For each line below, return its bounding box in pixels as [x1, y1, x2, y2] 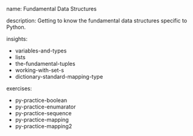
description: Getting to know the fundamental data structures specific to [6, 17, 188, 24]
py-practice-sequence [15, 110, 72, 116]
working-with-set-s [15, 66, 65, 74]
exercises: [6, 85, 32, 92]
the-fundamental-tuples [15, 60, 75, 67]
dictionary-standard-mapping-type [15, 73, 104, 80]
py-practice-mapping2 [15, 123, 72, 130]
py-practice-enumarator [15, 103, 76, 110]
